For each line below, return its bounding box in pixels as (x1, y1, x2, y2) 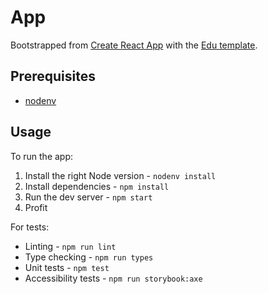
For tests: (10, 221, 50, 233)
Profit (24, 201, 48, 213)
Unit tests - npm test (24, 261, 110, 273)
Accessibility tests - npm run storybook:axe (24, 272, 203, 284)
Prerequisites (10, 68, 96, 85)
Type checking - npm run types (24, 251, 154, 263)
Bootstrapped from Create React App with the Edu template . (10, 39, 258, 51)
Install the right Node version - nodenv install (24, 169, 217, 181)
